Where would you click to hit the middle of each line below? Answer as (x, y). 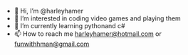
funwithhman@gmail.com (52, 44)
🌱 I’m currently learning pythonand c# (70, 26)
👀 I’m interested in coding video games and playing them (98, 18)
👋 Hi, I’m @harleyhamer (49, 11)
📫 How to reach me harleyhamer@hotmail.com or (88, 34)
